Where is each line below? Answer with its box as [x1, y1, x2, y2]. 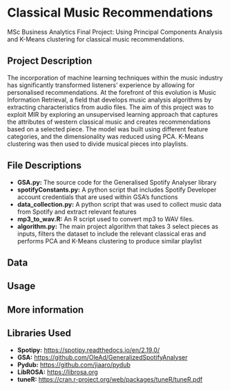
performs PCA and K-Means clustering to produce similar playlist [17, 236, 202, 245]
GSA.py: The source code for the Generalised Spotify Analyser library [17, 178, 217, 186]
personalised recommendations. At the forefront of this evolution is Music [7, 88, 217, 96]
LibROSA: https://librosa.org [17, 368, 98, 376]
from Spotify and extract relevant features [17, 207, 137, 216]
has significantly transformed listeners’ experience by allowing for [7, 81, 195, 89]
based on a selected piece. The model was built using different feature [7, 124, 209, 133]
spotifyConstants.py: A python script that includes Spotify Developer [17, 185, 217, 194]
